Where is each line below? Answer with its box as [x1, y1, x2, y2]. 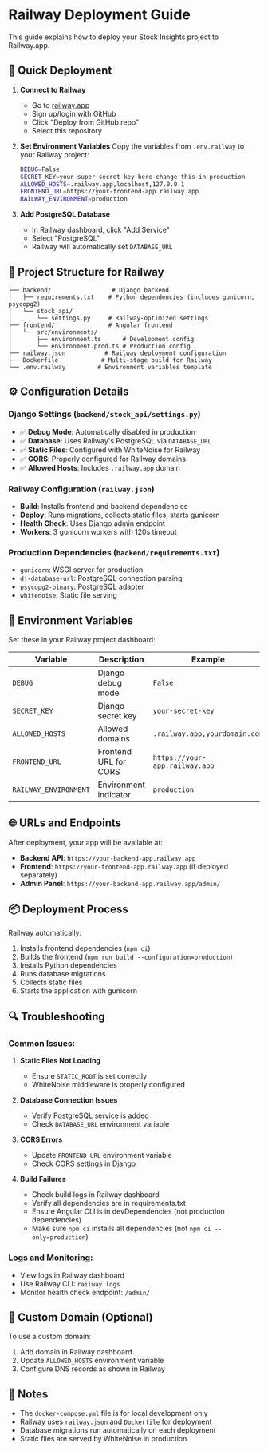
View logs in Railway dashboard [19, 1270, 125, 1280]
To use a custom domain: [8, 1332, 92, 1342]
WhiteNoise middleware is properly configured [31, 1080, 186, 1090]
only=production [31, 1234, 86, 1242]
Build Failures [19, 1175, 66, 1184]
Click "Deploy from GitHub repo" [31, 117, 140, 127]
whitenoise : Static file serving [19, 590, 117, 600]
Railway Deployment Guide [8, 6, 191, 24]
